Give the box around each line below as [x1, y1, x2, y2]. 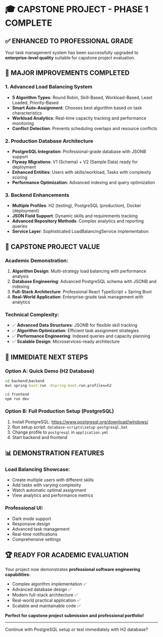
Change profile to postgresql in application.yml [12, 429, 109, 435]
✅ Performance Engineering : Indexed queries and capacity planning [12, 333, 150, 339]
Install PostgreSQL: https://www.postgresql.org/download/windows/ [12, 419, 149, 425]
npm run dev [5, 396, 29, 401]
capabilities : [5, 571, 31, 577]
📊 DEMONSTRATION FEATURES [5, 449, 104, 457]
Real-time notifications [12, 531, 58, 537]
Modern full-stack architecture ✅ [12, 592, 79, 598]
